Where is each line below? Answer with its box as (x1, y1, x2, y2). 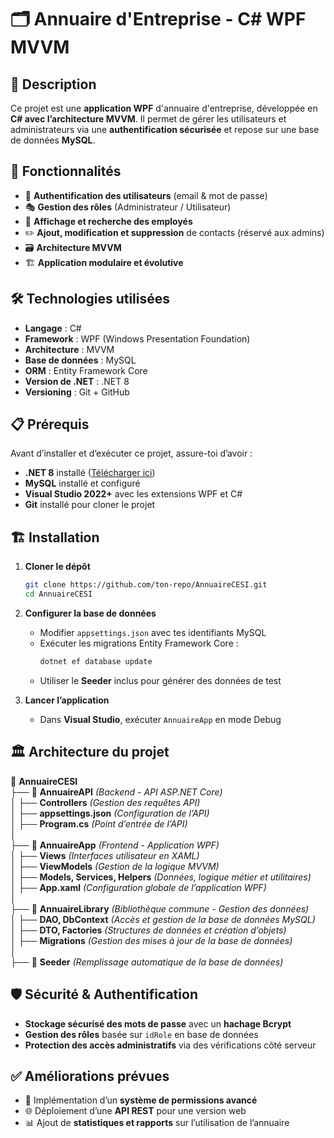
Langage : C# (24, 322, 82, 334)
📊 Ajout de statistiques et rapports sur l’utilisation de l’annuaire (24, 1117, 290, 1129)
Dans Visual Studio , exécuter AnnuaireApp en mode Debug (39, 713, 282, 725)
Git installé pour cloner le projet (24, 499, 156, 511)
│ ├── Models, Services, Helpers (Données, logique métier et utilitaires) (10, 871, 312, 883)
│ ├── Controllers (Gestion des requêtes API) (10, 796, 201, 808)
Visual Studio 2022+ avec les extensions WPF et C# (24, 488, 243, 500)
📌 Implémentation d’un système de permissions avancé (24, 1094, 258, 1106)
